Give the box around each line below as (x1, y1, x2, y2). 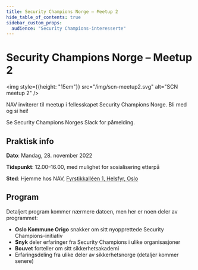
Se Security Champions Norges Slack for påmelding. (6, 119, 136, 126)
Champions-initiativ (14, 232, 63, 239)
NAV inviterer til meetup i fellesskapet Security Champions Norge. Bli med (6, 101, 187, 108)
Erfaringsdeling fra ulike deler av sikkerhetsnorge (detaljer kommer (14, 251, 179, 258)
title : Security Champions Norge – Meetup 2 (6, 8, 118, 15)
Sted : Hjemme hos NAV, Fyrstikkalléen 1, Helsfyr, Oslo (6, 175, 139, 182)
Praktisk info (6, 136, 55, 146)
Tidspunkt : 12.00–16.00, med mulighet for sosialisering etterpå (6, 164, 160, 170)
